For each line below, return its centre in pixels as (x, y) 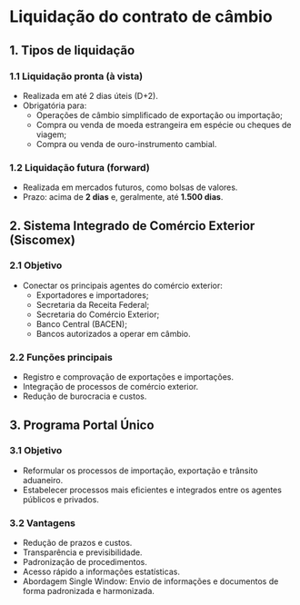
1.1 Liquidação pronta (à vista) (76, 76)
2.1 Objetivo (36, 265)
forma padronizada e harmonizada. (88, 591)
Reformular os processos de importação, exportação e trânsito (140, 471)
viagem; (51, 134)
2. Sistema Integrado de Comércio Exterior (132, 226)
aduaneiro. (43, 480)
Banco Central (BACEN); (81, 323)
